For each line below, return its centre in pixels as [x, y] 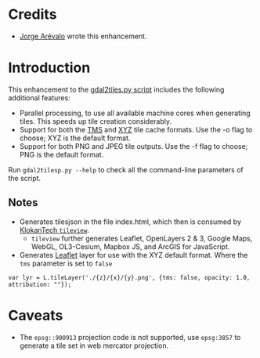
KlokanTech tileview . [54, 230]
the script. [25, 178]
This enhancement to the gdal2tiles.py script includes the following [116, 89]
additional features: [39, 98]
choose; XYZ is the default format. [75, 138]
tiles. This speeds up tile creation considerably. [96, 121]
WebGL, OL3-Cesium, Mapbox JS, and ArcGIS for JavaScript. [130, 246]
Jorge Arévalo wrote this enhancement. [83, 36]
